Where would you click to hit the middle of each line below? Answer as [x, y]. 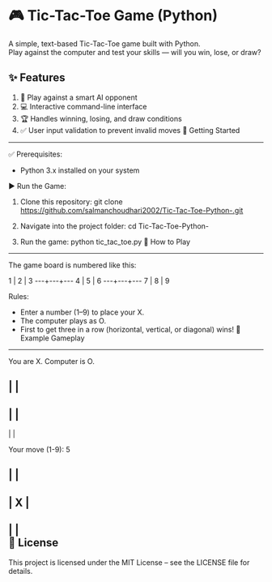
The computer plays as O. [63, 320]
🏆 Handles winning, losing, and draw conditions [101, 118]
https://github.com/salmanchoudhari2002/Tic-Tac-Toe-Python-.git [132, 210]
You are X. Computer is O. [51, 361]
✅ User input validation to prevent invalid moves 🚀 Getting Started [130, 130]
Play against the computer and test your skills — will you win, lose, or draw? [135, 52]
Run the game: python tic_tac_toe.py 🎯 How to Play [105, 242]
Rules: [19, 296]
